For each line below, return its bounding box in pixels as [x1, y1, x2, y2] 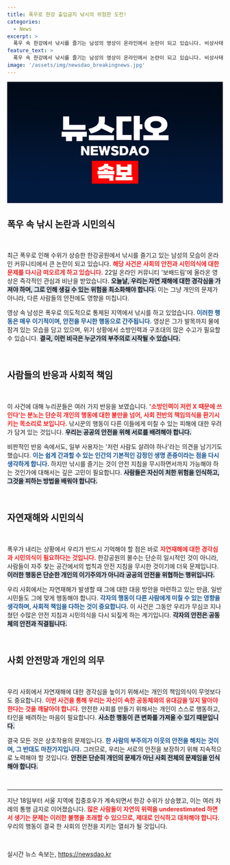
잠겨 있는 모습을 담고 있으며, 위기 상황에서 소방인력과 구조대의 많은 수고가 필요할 [7, 326, 221, 334]
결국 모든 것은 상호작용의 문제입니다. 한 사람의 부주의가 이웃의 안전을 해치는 [7, 736, 207, 744]
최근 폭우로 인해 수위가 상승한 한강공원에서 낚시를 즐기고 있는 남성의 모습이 [7, 251, 207, 260]
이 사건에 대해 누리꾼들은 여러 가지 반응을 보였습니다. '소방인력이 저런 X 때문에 [7, 402, 216, 411]
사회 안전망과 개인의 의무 [7, 655, 105, 666]
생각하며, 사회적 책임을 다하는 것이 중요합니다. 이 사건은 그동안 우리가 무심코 [7, 602, 209, 610]
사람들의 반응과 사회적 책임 [7, 369, 113, 381]
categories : [7, 18, 41, 25]
